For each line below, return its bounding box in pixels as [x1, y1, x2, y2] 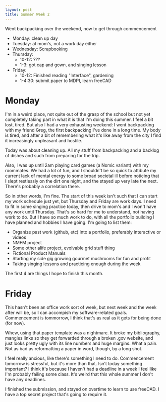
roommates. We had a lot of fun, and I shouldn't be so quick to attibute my [5, 168, 157, 174]
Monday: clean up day [12, 35, 58, 41]
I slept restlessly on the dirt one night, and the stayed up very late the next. [5, 178, 158, 184]
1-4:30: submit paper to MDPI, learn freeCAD [19, 78, 111, 84]
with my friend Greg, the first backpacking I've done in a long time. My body [5, 127, 161, 133]
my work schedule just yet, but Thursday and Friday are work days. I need [5, 199, 157, 204]
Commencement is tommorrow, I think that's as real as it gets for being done [5, 315, 162, 321]
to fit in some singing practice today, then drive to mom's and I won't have [5, 203, 157, 209]
